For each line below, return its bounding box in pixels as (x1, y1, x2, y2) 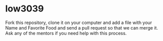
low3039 (5, 3, 44, 14)
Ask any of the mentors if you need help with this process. (5, 30, 127, 36)
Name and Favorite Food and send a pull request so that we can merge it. (5, 24, 158, 30)
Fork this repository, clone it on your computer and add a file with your (5, 19, 152, 25)
